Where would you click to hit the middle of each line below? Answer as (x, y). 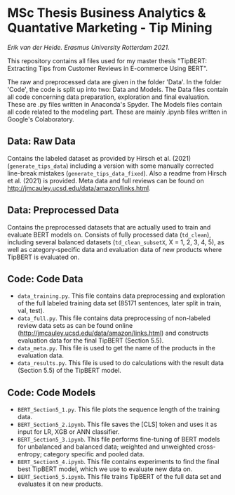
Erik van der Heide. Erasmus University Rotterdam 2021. (88, 47)
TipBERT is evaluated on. (43, 257)
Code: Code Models (52, 392)
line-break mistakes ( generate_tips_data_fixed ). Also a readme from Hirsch (117, 173)
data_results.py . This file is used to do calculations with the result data (121, 363)
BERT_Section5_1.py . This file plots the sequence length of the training (119, 409)
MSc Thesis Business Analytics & (107, 13)
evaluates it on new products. (60, 484)
